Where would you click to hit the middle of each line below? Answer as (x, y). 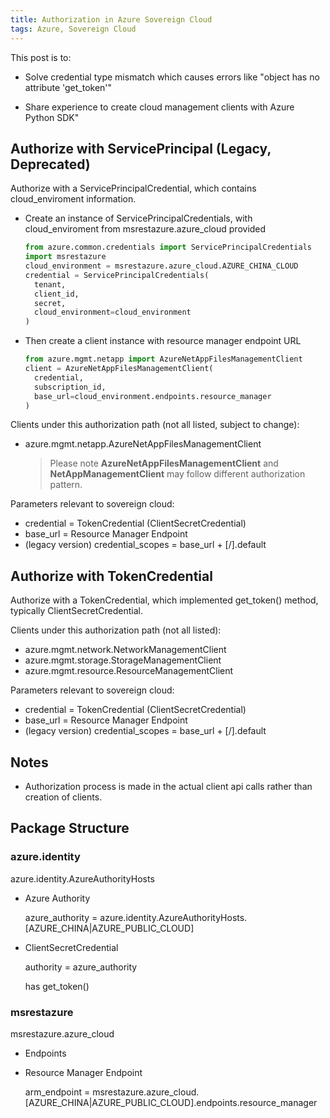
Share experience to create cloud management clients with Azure (159, 107)
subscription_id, (70, 387)
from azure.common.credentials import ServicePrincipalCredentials (168, 247)
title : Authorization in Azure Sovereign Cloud (111, 19)
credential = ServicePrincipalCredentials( (117, 275)
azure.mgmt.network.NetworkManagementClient (125, 650)
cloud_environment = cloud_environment (113, 312)
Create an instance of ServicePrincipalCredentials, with (138, 218)
